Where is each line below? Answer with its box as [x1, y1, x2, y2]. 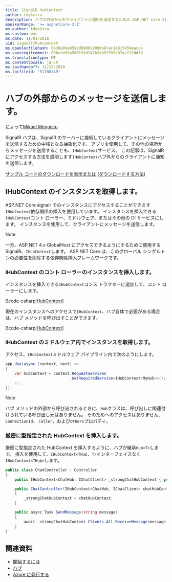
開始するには [12, 558, 40, 565]
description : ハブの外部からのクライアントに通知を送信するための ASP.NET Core [5, 17, 160, 22]
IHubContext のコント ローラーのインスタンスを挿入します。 [5, 268, 155, 276]
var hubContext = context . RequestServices [14, 371, 106, 376]
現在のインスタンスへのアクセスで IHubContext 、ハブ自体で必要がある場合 [5, 308, 160, 315]
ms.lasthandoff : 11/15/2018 [5, 64, 66, 70]
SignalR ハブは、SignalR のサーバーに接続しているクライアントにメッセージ [5, 134, 165, 141]
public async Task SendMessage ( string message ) [14, 510, 118, 515]
